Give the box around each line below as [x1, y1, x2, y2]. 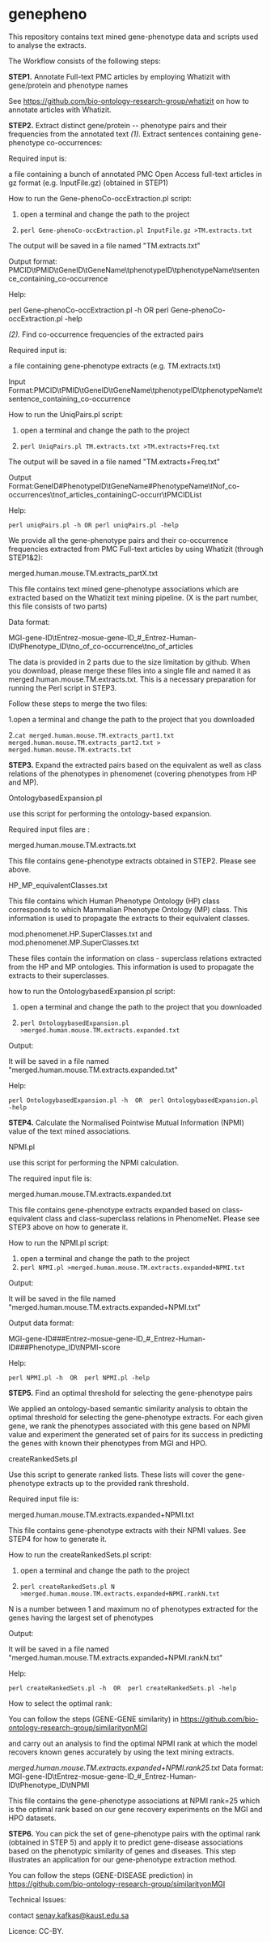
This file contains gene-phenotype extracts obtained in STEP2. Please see [8, 855, 256, 865]
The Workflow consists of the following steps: [8, 56, 161, 66]
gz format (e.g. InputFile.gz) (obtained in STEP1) [8, 178, 168, 187]
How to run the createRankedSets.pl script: [8, 1549, 152, 1559]
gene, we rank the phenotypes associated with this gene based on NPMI [8, 1421, 251, 1431]
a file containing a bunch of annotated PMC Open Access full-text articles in [8, 169, 263, 179]
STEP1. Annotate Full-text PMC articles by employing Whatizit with [8, 71, 231, 81]
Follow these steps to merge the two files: [8, 699, 148, 708]
